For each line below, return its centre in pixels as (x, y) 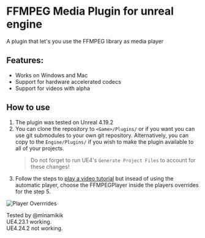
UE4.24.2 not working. (35, 228)
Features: (25, 60)
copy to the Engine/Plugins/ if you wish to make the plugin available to (104, 141)
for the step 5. (33, 192)
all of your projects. (39, 148)
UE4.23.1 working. (29, 221)
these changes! (50, 166)
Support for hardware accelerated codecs (68, 81)
